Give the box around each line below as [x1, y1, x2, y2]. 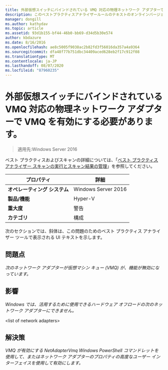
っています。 [5, 271, 31, 277]
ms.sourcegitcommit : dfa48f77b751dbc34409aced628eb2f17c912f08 [5, 49, 140, 54]
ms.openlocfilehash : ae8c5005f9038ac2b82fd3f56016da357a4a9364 [5, 45, 140, 50]
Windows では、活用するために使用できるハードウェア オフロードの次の [5, 301, 154, 307]
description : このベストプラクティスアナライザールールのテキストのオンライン [5, 12, 149, 17]
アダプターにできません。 [23, 307, 76, 313]
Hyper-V [73, 195, 95, 202]
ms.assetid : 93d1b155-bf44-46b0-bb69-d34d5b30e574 [5, 31, 113, 36]
